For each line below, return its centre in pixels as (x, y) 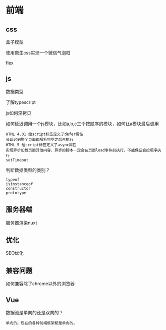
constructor (18, 188)
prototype (16, 193)
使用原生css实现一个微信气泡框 (38, 53)
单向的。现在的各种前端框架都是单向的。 (41, 323)
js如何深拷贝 (19, 113)
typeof (13, 180)
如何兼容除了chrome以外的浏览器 (40, 284)
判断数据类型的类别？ (28, 170)
